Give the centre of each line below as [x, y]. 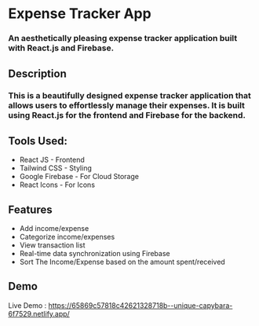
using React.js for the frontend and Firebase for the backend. [127, 115]
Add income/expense [54, 229]
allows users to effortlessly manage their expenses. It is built [127, 105]
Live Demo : [27, 305]
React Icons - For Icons [57, 185]
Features [30, 209]
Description [37, 73]
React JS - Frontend [52, 160]
